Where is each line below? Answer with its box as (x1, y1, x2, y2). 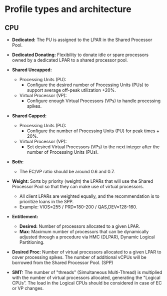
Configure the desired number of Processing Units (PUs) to (26, 82, 149, 88)
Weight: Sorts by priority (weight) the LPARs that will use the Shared (11, 178, 153, 184)
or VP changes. (11, 285, 44, 291)
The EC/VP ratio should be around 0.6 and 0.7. (19, 169, 115, 174)
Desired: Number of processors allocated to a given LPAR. (19, 223, 140, 229)
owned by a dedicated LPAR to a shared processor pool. (11, 57, 128, 63)
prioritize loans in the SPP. (19, 199, 74, 204)
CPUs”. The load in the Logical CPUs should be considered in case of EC (11, 280, 162, 286)
